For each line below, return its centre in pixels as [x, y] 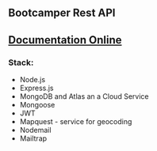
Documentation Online [65, 40]
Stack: [21, 62]
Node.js [33, 80]
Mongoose [37, 105]
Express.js [36, 88]
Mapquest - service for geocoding [76, 122]
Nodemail [35, 130]
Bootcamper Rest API [62, 13]
